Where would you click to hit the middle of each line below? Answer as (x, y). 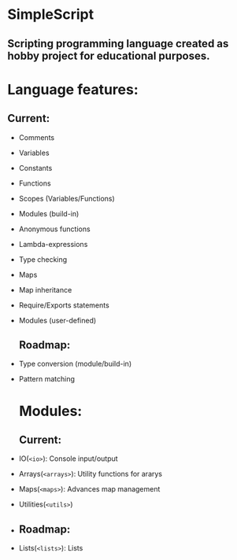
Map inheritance (45, 289)
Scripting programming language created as (118, 44)
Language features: (73, 89)
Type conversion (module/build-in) (75, 364)
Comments (37, 137)
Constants (35, 168)
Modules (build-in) (49, 213)
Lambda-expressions (53, 244)
